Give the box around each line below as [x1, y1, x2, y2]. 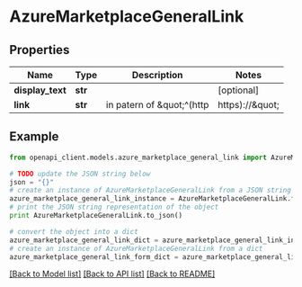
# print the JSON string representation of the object [9, 202, 219, 212]
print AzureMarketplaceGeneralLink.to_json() [9, 211, 182, 220]
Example [9, 129, 59, 145]
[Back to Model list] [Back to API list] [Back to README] [9, 268, 216, 280]
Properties [9, 42, 70, 58]
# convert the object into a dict [9, 227, 139, 236]
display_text [13, 84, 67, 96]
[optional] [218, 84, 259, 96]
